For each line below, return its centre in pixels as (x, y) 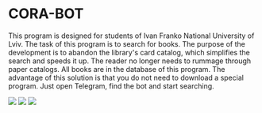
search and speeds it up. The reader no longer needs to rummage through (130, 61)
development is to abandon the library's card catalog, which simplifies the (129, 52)
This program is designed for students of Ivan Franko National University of (131, 36)
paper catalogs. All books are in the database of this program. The (117, 69)
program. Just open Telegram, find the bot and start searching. (111, 86)
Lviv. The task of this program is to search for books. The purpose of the (127, 43)
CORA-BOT (46, 14)
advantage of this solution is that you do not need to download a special (126, 77)
